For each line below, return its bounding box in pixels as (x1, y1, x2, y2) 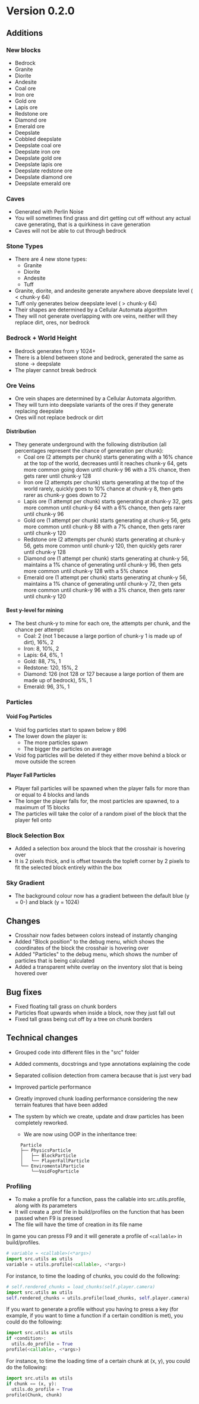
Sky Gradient (6, 879, 45, 887)
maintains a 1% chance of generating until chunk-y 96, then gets (23, 561, 182, 568)
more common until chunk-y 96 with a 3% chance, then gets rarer (23, 586, 185, 594)
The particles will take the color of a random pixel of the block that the (14, 810, 187, 817)
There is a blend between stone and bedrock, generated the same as (14, 354, 184, 361)
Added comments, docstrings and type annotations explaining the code (14, 1060, 190, 1067)
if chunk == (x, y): (6, 1381, 58, 1387)
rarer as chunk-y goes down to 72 (23, 491, 107, 499)
